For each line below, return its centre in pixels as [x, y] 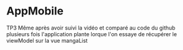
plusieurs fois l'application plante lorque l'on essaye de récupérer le [92, 34]
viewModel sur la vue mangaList [47, 40]
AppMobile [35, 11]
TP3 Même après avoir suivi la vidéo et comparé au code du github [91, 28]
